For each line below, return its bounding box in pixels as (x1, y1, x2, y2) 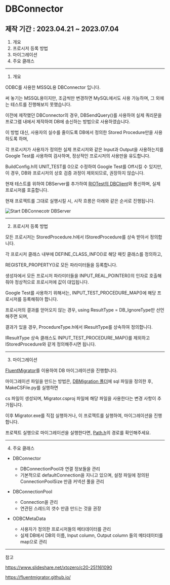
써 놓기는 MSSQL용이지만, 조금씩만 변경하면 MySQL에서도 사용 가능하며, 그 (5, 95, 155, 101)
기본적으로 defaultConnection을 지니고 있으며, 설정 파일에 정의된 (20, 472, 149, 478)
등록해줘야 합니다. (22, 296, 58, 302)
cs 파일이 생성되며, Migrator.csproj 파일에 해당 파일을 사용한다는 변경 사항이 (5, 395, 156, 401)
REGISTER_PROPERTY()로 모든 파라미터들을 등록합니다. (5, 262, 118, 268)
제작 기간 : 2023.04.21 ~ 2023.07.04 (5, 24, 119, 33)
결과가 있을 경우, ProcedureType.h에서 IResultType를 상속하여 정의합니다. (5, 324, 153, 330)
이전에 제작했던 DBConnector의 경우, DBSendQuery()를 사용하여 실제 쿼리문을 (5, 112, 162, 118)
